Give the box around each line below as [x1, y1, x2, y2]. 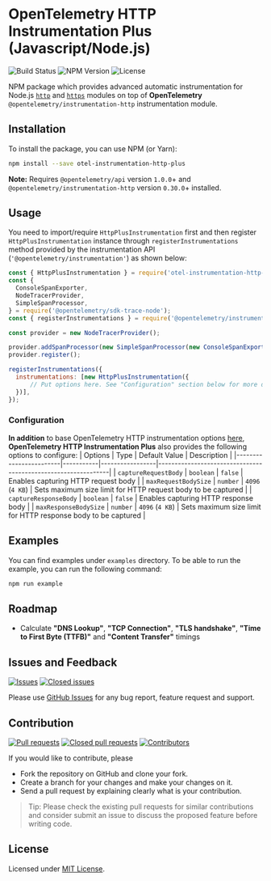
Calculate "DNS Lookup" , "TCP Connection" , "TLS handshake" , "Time [19, 624, 261, 633]
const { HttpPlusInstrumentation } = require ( [8, 269, 168, 277]
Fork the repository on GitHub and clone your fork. [19, 769, 188, 778]
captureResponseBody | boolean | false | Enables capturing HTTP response [8, 493, 254, 502]
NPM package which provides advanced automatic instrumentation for [8, 82, 244, 91]
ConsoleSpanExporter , [15, 284, 89, 292]
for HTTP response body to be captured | [8, 510, 146, 520]
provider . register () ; [8, 351, 81, 359]
